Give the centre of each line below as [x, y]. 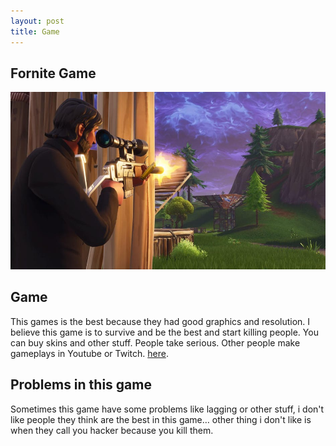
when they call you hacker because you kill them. [112, 430]
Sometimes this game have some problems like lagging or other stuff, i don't [167, 409]
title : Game [35, 31]
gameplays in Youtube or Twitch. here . [89, 353]
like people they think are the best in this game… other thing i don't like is [161, 419]
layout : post [37, 21]
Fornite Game [53, 73]
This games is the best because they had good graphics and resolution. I [160, 321]
